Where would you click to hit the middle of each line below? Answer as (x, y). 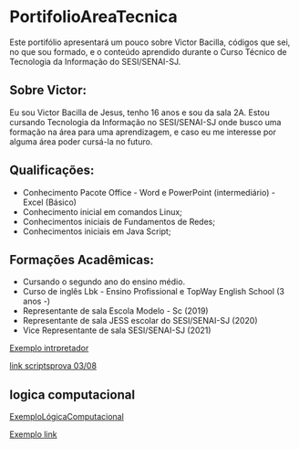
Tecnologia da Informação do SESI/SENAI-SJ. (95, 61)
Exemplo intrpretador (49, 348)
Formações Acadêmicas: (82, 259)
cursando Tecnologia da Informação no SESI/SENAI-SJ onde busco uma (145, 122)
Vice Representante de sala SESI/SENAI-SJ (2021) (117, 330)
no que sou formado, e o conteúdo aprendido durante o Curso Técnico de (148, 51)
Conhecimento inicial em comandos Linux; (102, 211)
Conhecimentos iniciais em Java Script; (97, 231)
